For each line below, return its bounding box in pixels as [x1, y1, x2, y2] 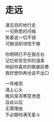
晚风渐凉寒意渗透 [5, 93, 40, 99]
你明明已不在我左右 [5, 51, 45, 57]
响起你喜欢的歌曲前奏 [5, 63, 49, 70]
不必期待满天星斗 [5, 112, 40, 118]
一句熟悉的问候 [5, 28, 36, 34]
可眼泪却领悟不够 [5, 40, 40, 46]
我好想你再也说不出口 [5, 70, 49, 76]
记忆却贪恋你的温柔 [5, 57, 45, 63]
